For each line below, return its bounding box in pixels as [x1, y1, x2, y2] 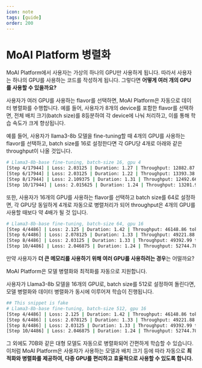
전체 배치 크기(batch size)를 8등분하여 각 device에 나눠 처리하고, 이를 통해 [14, 112, 190, 119]
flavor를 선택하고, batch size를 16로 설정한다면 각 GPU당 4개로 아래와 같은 [6, 140, 183, 147]
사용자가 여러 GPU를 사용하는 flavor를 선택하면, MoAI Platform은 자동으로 [6, 97, 180, 104]
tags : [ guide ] [6, 14, 42, 21]
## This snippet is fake [6, 300, 69, 306]
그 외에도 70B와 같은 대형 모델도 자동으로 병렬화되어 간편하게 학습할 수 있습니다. [6, 340, 194, 347]
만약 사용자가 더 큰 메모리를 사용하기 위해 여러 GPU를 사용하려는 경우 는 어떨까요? [6, 255, 195, 262]
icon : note [6, 8, 34, 15]
